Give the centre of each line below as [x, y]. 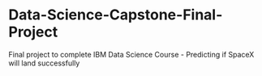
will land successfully [44, 63]
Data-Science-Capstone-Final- [116, 15]
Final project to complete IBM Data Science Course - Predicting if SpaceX [131, 54]
